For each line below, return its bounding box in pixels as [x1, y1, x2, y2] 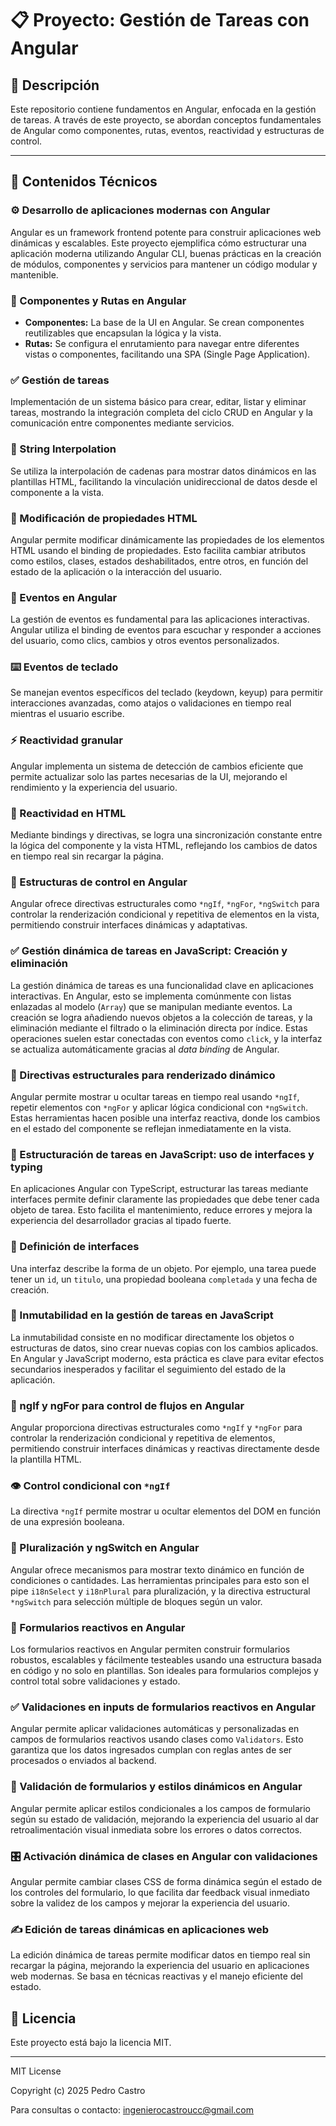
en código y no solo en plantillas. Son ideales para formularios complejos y [10, 1665, 319, 1677]
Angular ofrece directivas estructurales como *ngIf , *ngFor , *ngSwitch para [10, 898, 320, 910]
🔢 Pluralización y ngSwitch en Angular [10, 1541, 200, 1555]
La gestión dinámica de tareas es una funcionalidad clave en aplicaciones [10, 979, 314, 991]
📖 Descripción [10, 77, 100, 94]
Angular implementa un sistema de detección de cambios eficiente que [10, 760, 304, 772]
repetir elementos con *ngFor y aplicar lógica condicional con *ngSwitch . [10, 1101, 309, 1113]
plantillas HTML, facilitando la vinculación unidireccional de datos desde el [10, 475, 318, 487]
